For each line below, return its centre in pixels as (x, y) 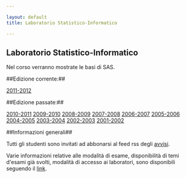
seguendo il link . (27, 169)
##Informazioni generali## (39, 132)
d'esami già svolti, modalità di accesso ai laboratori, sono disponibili (91, 162)
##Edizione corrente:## (36, 79)
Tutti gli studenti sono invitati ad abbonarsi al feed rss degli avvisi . (88, 144)
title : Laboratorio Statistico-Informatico (62, 23)
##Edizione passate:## (35, 102)
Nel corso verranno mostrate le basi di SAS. (61, 67)
